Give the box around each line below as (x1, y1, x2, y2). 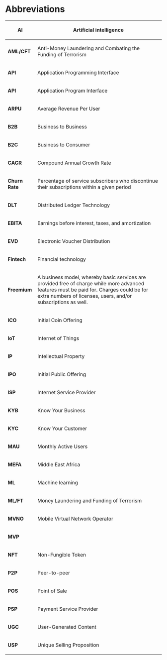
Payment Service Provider (37, 605, 98, 612)
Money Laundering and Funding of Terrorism (37, 497, 142, 504)
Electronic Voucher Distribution (37, 237, 110, 244)
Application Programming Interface (37, 69, 119, 76)
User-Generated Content (37, 623, 97, 630)
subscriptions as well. (37, 299, 88, 306)
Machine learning (37, 479, 78, 486)
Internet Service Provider (37, 389, 96, 396)
